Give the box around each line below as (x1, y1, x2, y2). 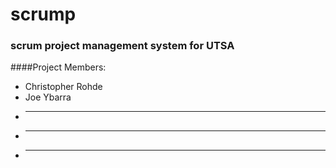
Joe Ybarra (24, 91, 72, 103)
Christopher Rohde (24, 81, 103, 93)
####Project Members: (10, 61, 107, 73)
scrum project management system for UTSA (10, 39, 235, 53)
